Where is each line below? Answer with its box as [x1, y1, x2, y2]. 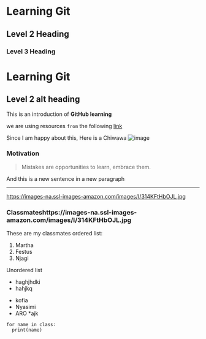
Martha [15, 242, 34, 249]
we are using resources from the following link [6, 122, 123, 129]
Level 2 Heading [6, 29, 69, 39]
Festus [15, 248, 32, 256]
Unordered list [6, 267, 43, 274]
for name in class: [6, 322, 56, 328]
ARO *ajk [15, 310, 39, 317]
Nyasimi [15, 303, 36, 311]
